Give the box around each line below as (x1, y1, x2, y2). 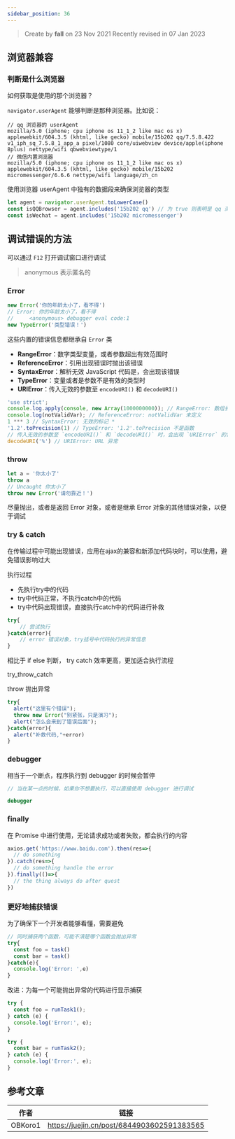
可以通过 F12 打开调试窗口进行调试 (7, 253, 106, 261)
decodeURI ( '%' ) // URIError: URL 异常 (7, 438, 118, 445)
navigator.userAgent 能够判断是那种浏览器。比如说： (7, 106, 161, 115)
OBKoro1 (10, 1120, 41, 1130)
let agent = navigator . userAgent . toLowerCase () (7, 199, 149, 207)
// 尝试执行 (20, 623, 50, 630)
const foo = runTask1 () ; (13, 1006, 86, 1014)
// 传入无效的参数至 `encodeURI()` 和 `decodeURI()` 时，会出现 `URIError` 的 (7, 431, 227, 438)
